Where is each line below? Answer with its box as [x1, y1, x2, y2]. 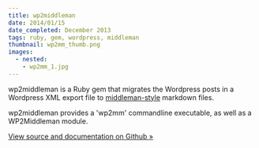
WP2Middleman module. [8, 116, 88, 126]
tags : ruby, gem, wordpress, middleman [8, 33, 140, 42]
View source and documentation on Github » [8, 131, 154, 141]
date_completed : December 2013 [8, 26, 111, 34]
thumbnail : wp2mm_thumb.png [8, 41, 101, 49]
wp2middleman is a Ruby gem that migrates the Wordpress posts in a [8, 84, 235, 94]
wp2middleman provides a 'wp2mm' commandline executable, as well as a [8, 108, 252, 117]
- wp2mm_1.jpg [22, 63, 69, 71]
